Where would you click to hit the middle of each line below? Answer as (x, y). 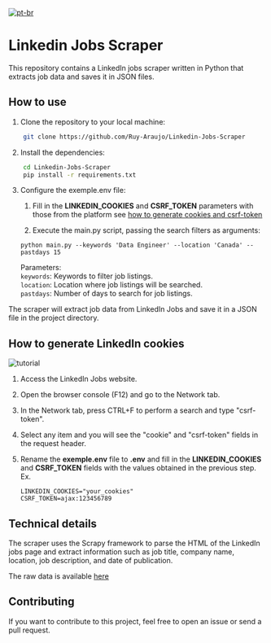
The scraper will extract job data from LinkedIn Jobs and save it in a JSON (133, 309)
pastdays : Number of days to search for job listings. (106, 294)
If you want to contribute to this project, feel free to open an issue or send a (135, 621)
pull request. (29, 630)
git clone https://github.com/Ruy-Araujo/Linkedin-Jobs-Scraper (134, 137)
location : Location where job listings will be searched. (111, 285)
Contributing (42, 602)
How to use (37, 102)
